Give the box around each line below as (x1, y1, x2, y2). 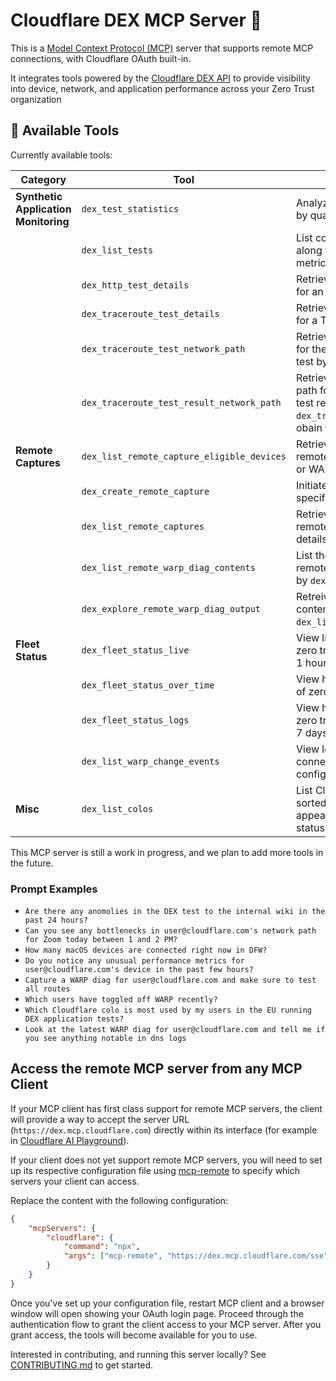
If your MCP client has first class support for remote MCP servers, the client (10, 1102, 323, 1114)
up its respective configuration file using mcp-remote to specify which (10, 1164, 301, 1176)
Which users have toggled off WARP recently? (24, 995, 218, 1005)
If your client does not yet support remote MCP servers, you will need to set (10, 1154, 323, 1166)
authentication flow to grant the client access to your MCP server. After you (10, 1318, 322, 1330)
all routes (24, 984, 71, 994)
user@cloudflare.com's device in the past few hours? (24, 965, 254, 975)
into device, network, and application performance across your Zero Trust (10, 82, 315, 94)
